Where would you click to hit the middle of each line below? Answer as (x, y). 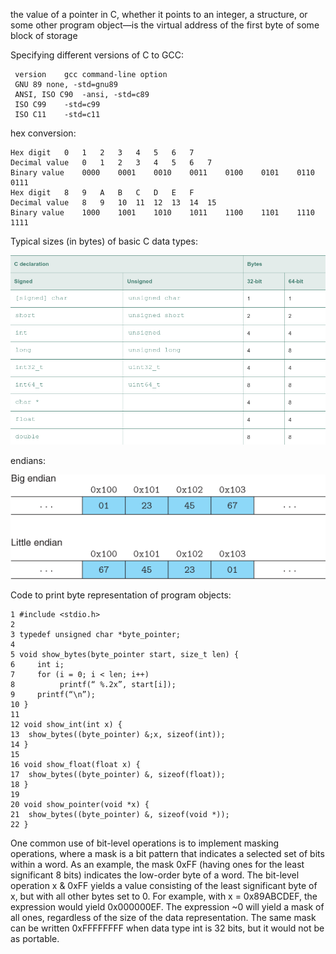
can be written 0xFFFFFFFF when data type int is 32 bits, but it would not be (167, 928)
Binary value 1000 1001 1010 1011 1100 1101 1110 (162, 213)
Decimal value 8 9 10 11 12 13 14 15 (113, 203)
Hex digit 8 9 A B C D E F (102, 193)
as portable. (35, 939)
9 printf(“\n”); (53, 695)
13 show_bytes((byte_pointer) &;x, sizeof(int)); (118, 735)
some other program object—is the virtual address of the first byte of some (165, 25)
